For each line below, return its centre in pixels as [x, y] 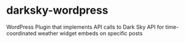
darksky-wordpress [57, 10]
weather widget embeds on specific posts [90, 33]
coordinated [22, 33]
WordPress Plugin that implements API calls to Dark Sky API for [85, 27]
